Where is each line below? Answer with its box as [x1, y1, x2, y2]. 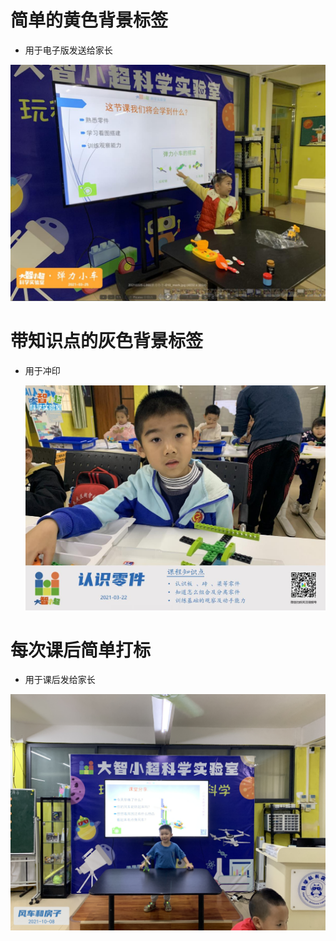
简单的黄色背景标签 [10, 9, 169, 32]
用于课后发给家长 [24, 674, 96, 686]
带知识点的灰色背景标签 [10, 330, 204, 353]
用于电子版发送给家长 [24, 44, 113, 56]
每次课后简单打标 [10, 639, 152, 661]
